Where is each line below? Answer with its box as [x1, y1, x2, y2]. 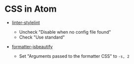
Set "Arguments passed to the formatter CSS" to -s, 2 [19, 53, 130, 59]
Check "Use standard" [19, 34, 65, 40]
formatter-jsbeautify [11, 43, 53, 49]
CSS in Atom [4, 3, 57, 15]
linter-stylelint [11, 20, 40, 25]
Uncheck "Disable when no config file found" [19, 29, 111, 35]
